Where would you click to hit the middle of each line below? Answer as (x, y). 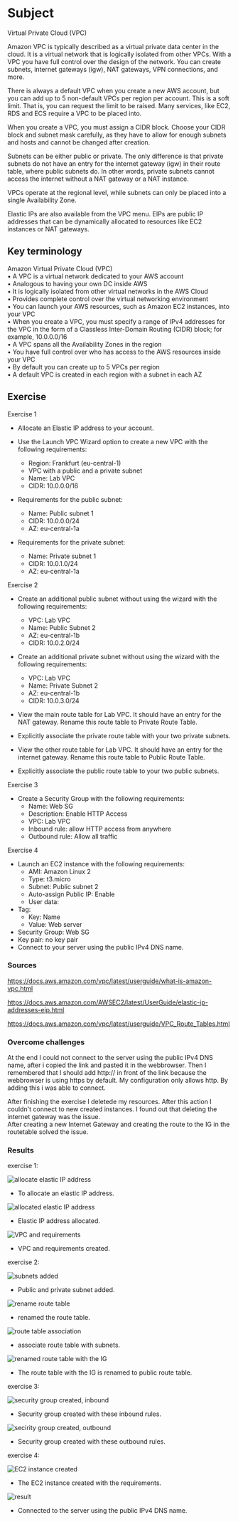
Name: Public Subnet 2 (62, 627)
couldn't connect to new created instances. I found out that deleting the (112, 1109)
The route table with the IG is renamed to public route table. (105, 1373)
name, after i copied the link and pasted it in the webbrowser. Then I (107, 1065)
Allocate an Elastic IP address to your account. (86, 428)
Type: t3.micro (49, 879)
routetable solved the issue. (48, 1132)
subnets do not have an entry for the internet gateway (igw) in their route (114, 163)
